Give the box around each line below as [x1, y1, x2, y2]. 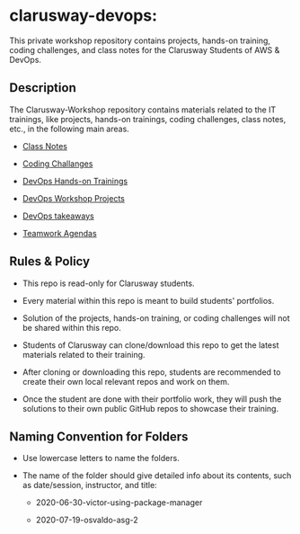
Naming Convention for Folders [9, 429, 189, 444]
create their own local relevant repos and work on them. [22, 376, 230, 387]
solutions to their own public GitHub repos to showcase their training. [22, 403, 279, 414]
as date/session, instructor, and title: [22, 480, 157, 491]
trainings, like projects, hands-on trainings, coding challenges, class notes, [9, 113, 287, 124]
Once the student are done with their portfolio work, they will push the [22, 393, 282, 405]
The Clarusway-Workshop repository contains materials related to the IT [9, 104, 277, 115]
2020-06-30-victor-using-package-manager [35, 497, 203, 508]
